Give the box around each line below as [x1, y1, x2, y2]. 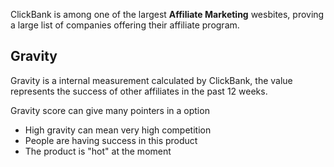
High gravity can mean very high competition [24, 124, 212, 136]
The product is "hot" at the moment [24, 145, 172, 157]
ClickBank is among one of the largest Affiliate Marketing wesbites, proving [10, 9, 325, 20]
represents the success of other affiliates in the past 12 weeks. [10, 85, 268, 97]
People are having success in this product [24, 134, 198, 146]
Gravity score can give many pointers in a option [10, 104, 210, 116]
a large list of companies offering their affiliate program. [10, 19, 240, 31]
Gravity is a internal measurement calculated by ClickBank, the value [10, 74, 293, 86]
